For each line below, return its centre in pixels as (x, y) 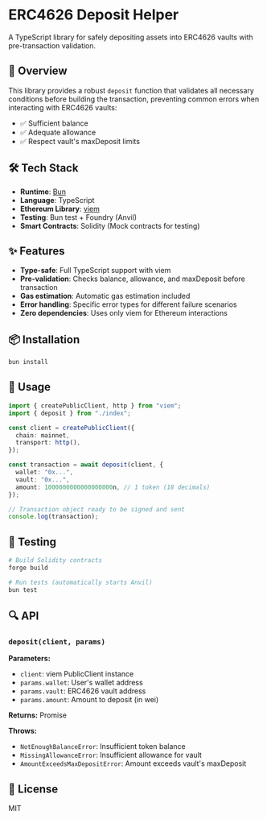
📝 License (33, 789)
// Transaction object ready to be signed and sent (97, 509)
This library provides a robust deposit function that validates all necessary (131, 90)
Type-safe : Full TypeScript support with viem (95, 271)
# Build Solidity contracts (55, 560)
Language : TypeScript (57, 200)
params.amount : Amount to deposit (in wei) (89, 700)
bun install (28, 362)
